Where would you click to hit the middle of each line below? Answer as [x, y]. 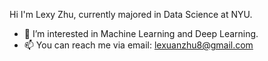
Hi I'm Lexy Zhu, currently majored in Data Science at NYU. [131, 14]
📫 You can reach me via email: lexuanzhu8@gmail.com [138, 45]
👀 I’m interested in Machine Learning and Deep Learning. [141, 33]
